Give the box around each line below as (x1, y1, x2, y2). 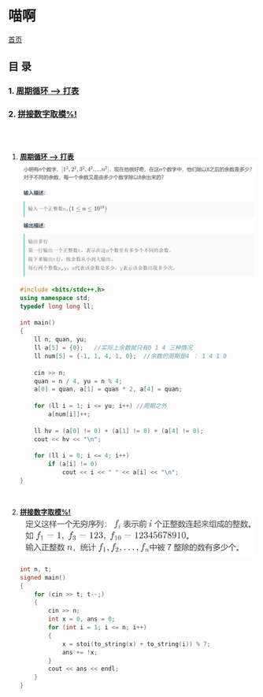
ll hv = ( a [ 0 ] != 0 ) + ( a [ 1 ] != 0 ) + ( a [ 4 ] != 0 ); (34, 427, 204, 435)
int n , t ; (19, 565, 53, 573)
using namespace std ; (19, 294, 91, 302)
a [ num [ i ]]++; (48, 410, 91, 418)
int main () (19, 319, 56, 327)
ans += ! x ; (61, 648, 98, 656)
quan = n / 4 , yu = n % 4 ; (34, 377, 123, 385)
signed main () (19, 573, 66, 581)
